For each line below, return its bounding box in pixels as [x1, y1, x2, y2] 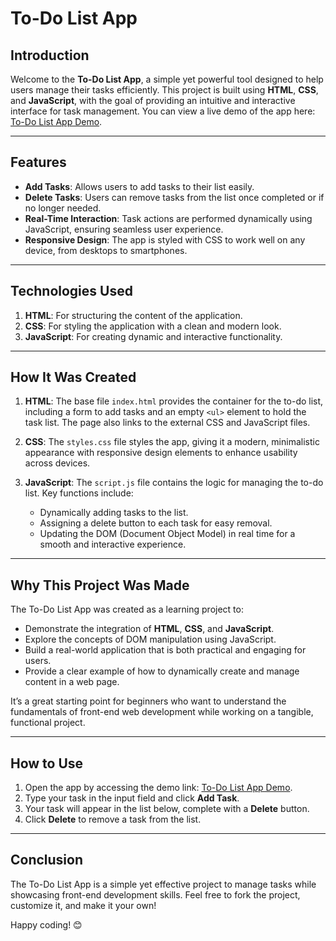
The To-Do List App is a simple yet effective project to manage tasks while [10, 878, 317, 890]
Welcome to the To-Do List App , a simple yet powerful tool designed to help [10, 73, 324, 85]
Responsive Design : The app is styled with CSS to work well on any [24, 233, 306, 246]
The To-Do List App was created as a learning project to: [10, 603, 244, 616]
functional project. [10, 717, 86, 729]
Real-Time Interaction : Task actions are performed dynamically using [24, 212, 313, 224]
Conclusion [10, 852, 84, 869]
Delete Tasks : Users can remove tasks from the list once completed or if [24, 191, 325, 203]
